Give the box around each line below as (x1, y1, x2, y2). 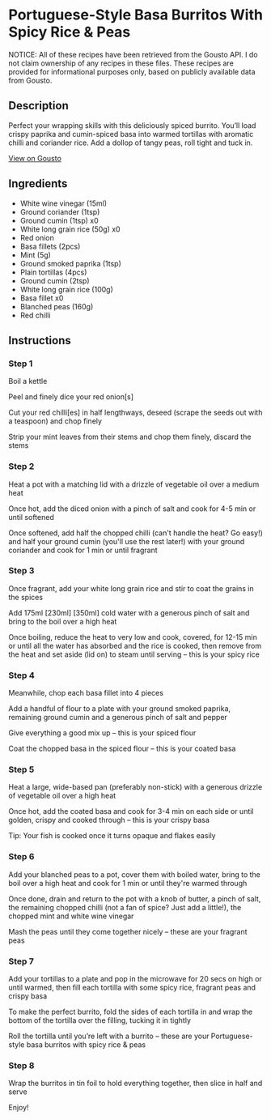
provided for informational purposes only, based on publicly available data (8, 66, 256, 76)
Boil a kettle (8, 377, 48, 386)
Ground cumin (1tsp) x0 (19, 215, 99, 225)
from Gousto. (8, 75, 53, 85)
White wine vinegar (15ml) (19, 198, 108, 208)
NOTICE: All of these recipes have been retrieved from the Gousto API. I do (8, 49, 258, 59)
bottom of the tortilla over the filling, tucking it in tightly (8, 1016, 192, 1025)
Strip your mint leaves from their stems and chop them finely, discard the (8, 432, 252, 442)
